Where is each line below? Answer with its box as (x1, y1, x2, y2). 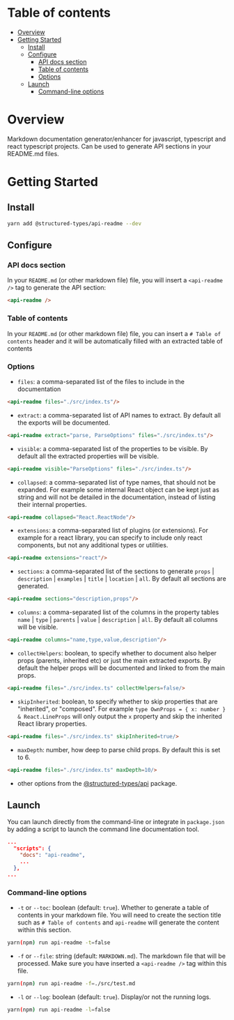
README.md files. (7, 149, 59, 158)
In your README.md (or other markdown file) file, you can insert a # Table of (7, 329, 221, 337)
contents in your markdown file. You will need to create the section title (17, 911, 221, 920)
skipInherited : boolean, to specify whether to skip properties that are (17, 697, 218, 706)
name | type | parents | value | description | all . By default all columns (17, 616, 218, 624)
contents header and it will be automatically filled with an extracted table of (7, 337, 223, 345)
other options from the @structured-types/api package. (17, 779, 178, 787)
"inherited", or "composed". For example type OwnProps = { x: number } (17, 704, 226, 713)
